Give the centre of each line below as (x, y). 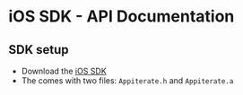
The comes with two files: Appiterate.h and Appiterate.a (127, 81)
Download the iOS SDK (64, 71)
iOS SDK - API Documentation (121, 17)
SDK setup (39, 50)
